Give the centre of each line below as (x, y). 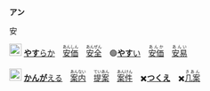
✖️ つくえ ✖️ (162, 78)
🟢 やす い (125, 53)
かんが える (43, 78)
